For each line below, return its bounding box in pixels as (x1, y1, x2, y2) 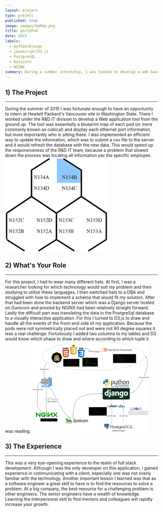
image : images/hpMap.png (5, 23, 55, 28)
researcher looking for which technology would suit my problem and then (5, 284, 152, 290)
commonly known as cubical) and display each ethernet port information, (5, 126, 151, 132)
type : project (5, 13, 34, 18)
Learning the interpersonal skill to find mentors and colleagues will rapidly (5, 496, 153, 502)
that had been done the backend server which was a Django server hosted (5, 299, 154, 305)
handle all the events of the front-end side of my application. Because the (5, 320, 152, 326)
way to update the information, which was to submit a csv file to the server (5, 137, 154, 142)
